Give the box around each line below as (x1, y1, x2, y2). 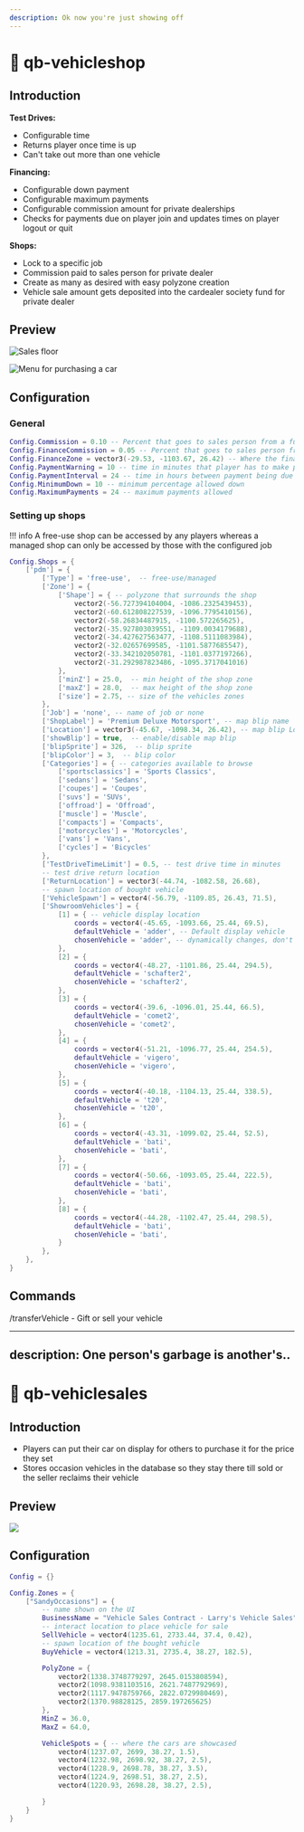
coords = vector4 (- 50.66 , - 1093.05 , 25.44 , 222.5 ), (73, 1171, 273, 1181)
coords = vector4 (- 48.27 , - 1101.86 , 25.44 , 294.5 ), (73, 961, 273, 970)
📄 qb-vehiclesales (9, 1383, 148, 1404)
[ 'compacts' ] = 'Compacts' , (57, 818, 165, 827)
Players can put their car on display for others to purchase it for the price (22, 1444, 295, 1455)
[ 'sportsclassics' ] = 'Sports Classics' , (57, 767, 217, 776)
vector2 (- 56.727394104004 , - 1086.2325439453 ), (73, 599, 253, 608)
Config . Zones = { (9, 1589, 75, 1598)
